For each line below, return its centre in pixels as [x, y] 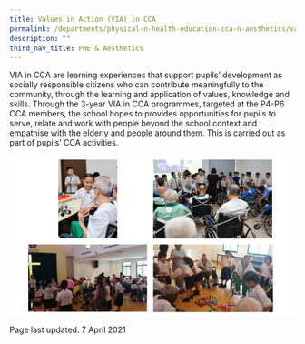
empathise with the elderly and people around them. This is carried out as [148, 133]
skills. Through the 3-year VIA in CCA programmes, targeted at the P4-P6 [147, 104]
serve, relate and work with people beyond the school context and [133, 124]
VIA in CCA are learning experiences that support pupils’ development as [146, 75]
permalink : [30, 29]
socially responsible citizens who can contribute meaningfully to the [137, 85]
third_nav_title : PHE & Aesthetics [77, 48]
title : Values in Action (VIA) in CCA [83, 19]
